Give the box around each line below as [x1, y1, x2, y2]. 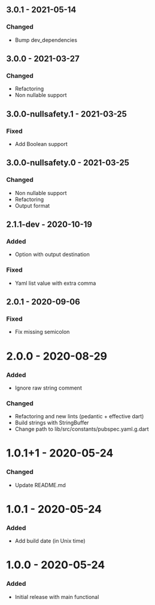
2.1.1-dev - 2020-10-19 [6, 220, 93, 230]
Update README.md [14, 481, 66, 488]
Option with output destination [14, 251, 90, 258]
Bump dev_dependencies [14, 36, 78, 44]
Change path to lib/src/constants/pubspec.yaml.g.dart [14, 425, 149, 433]
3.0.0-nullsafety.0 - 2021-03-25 [6, 158, 130, 168]
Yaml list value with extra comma [14, 279, 96, 287]
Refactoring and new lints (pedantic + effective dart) [14, 413, 144, 420]
